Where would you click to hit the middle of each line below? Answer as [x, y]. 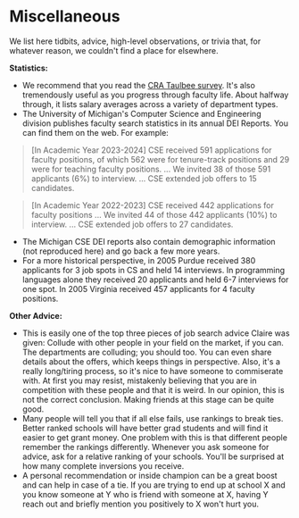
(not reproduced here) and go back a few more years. [121, 251]
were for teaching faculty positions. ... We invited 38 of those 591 [151, 169]
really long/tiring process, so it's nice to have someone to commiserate [153, 371]
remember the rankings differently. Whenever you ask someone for [145, 447]
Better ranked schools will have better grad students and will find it [145, 428]
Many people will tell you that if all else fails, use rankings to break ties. [153, 418]
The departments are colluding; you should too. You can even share [147, 352]
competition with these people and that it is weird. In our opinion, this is [153, 389]
